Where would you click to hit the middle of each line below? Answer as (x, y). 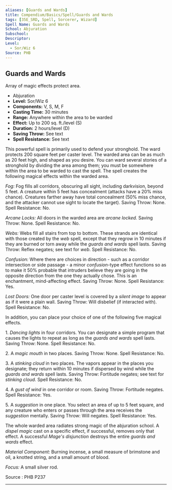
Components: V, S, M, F (38, 107)
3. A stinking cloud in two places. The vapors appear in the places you (79, 363)
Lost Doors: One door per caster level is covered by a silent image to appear (86, 297)
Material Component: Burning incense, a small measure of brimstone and (83, 452)
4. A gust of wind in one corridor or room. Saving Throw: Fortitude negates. (85, 390)
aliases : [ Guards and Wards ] (36, 10)
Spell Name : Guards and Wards (38, 24)
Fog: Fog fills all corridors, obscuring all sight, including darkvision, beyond (84, 186)
